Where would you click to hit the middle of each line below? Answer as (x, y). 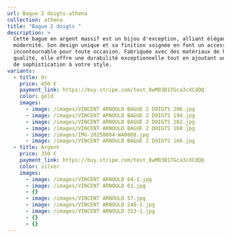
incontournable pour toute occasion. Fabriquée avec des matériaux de (117, 52)
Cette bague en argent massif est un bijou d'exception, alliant (109, 39)
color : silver (40, 166)
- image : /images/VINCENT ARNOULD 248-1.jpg (90, 205)
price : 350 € (38, 154)
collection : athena (35, 20)
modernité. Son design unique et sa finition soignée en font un (109, 45)
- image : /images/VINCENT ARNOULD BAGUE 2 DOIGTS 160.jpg (110, 128)
